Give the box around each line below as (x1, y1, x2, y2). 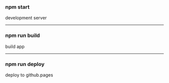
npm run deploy (5, 60, 45, 67)
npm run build (5, 32, 40, 39)
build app (5, 43, 25, 49)
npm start (5, 3, 30, 10)
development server (5, 15, 47, 21)
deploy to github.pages (5, 71, 53, 78)
